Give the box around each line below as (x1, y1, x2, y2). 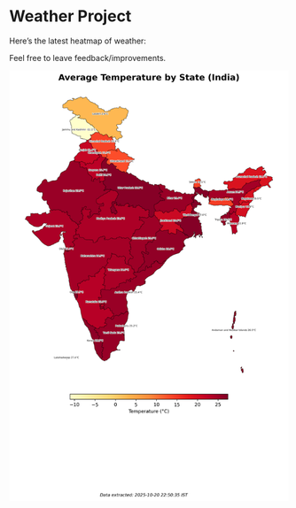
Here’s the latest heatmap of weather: (9, 35, 146, 46)
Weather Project (9, 6, 132, 27)
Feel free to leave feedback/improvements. (9, 52, 167, 63)
